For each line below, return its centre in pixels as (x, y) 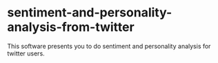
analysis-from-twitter (71, 27)
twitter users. (26, 53)
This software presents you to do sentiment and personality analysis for (109, 46)
